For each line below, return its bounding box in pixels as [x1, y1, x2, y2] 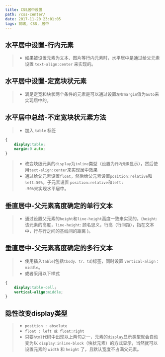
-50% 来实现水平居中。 [24, 186, 69, 192]
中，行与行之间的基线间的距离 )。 [24, 228, 93, 234]
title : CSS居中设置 [5, 7, 43, 12]
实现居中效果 [71, 167, 98, 173]
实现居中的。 [24, 97, 51, 103]
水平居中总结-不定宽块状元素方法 [5, 113, 106, 122]
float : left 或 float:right [24, 329, 84, 334]
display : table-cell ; [14, 285, 57, 290]
